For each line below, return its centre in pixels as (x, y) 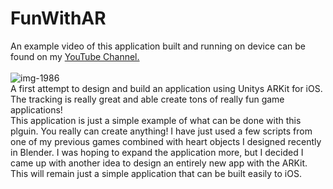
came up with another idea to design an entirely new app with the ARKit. (159, 163)
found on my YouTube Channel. (75, 56)
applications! (36, 109)
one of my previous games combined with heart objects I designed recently (166, 141)
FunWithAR (58, 18)
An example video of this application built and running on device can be (158, 46)
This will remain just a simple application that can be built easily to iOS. (156, 173)
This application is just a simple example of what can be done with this (156, 120)
